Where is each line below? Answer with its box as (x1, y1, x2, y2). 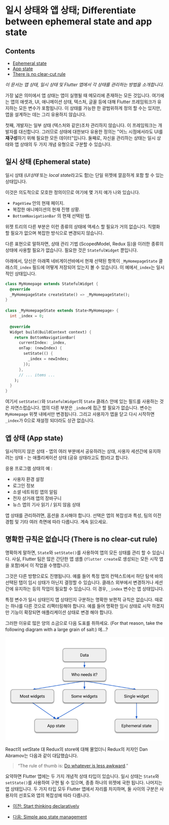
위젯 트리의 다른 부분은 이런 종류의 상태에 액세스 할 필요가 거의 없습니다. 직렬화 (5, 223, 160, 229)
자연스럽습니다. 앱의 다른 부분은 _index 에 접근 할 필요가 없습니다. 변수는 (10, 405, 152, 411)
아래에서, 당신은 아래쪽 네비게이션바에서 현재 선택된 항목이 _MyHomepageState (5, 258, 158, 264)
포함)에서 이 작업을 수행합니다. (10, 562, 71, 568)
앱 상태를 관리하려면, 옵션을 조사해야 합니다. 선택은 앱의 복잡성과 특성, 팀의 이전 (5, 512, 162, 518)
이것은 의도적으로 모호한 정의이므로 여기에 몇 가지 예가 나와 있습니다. (5, 189, 140, 195)
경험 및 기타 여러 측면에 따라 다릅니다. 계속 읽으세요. (5, 519, 108, 525)
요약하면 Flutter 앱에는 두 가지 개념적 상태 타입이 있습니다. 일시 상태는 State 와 (5, 773, 159, 779)
